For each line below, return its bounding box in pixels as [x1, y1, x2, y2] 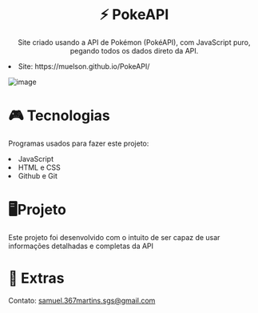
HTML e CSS [18, 163, 62, 172]
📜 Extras [8, 269, 65, 287]
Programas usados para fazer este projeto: [8, 138, 149, 148]
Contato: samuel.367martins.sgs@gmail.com [8, 295, 156, 305]
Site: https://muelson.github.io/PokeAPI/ [18, 61, 150, 71]
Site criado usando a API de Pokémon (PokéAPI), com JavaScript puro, [18, 37, 251, 47]
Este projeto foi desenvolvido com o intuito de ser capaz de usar [8, 232, 220, 242]
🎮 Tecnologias [8, 106, 110, 125]
